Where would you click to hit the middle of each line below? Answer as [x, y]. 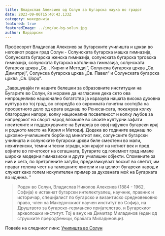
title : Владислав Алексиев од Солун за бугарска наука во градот [73, 10]
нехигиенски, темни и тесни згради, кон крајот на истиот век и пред [77, 146]
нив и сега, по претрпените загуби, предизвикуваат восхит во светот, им [82, 162]
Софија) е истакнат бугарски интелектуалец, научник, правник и [85, 192]
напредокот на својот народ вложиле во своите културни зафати [74, 119]
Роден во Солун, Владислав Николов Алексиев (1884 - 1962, [81, 187]
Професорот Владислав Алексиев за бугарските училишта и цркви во [79, 47]
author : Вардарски [24, 33]
